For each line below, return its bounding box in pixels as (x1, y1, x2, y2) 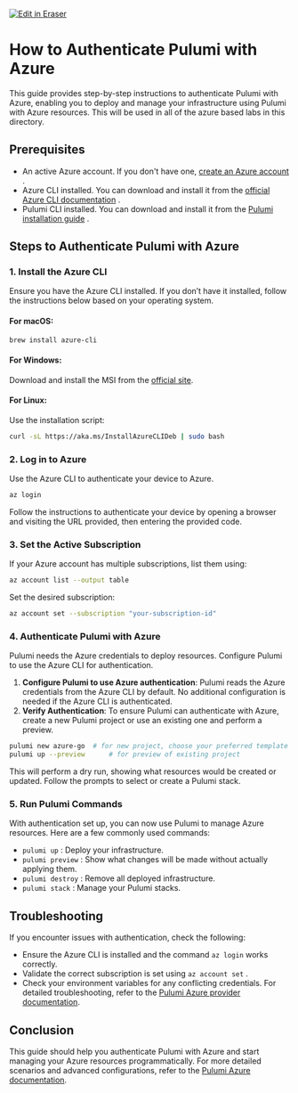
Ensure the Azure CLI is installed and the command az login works (21, 950, 269, 960)
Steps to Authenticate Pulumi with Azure (9, 239, 240, 254)
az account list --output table (9, 575, 129, 585)
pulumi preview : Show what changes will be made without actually (21, 854, 269, 865)
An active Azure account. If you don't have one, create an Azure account (21, 166, 289, 176)
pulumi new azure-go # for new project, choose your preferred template (9, 742, 289, 751)
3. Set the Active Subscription (9, 538, 141, 551)
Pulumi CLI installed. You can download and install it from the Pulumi (21, 203, 274, 214)
